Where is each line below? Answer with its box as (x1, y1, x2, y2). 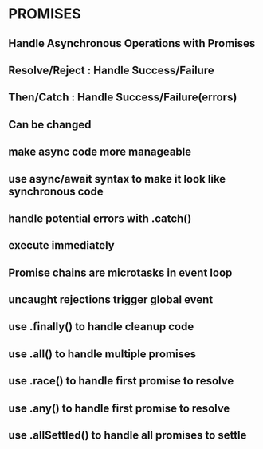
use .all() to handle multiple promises (8, 347, 197, 360)
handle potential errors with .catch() (8, 211, 192, 225)
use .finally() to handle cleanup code (8, 320, 194, 333)
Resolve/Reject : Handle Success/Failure (8, 63, 214, 77)
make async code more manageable (8, 145, 192, 159)
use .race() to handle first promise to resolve (8, 374, 234, 388)
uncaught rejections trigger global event (8, 293, 214, 307)
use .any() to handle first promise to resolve (8, 401, 230, 415)
